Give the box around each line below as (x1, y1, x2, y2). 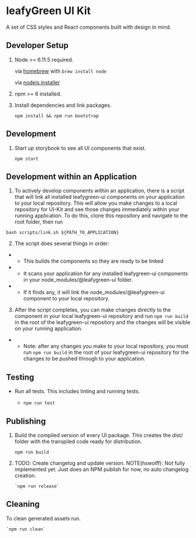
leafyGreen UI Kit (6, 4, 91, 18)
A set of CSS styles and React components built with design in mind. (6, 23, 171, 31)
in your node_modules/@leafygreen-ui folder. (23, 276, 133, 283)
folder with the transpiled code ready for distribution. (14, 438, 142, 445)
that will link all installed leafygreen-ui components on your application (14, 194, 185, 201)
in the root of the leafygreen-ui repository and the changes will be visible (14, 319, 191, 326)
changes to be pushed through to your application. (23, 355, 146, 362)
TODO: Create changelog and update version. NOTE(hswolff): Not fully (14, 459, 185, 466)
